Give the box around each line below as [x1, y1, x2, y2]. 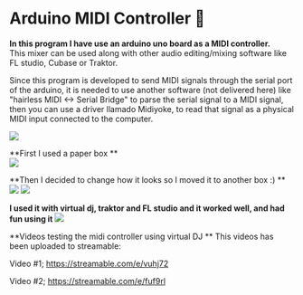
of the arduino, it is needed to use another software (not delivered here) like [9, 84, 291, 95]
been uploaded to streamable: [9, 240, 122, 252]
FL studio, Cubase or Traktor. [9, 57, 118, 68]
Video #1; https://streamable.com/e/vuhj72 [9, 258, 169, 269]
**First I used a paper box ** [9, 147, 118, 158]
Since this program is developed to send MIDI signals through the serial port [9, 74, 293, 85]
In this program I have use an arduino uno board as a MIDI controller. [9, 38, 271, 49]
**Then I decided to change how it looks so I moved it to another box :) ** [9, 174, 286, 185]
